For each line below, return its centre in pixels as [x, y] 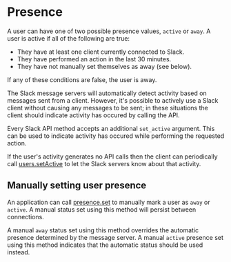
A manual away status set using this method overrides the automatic [103, 230]
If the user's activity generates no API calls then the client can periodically [113, 157]
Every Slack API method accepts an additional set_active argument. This [111, 128]
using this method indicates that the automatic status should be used [105, 245]
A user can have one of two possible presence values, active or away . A [109, 31]
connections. [26, 216]
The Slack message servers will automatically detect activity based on [107, 93]
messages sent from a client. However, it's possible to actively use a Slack [113, 100]
